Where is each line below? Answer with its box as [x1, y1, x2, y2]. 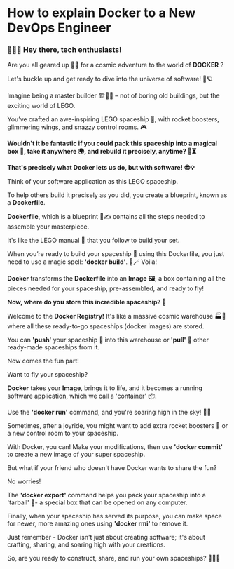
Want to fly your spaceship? [7, 370, 88, 379]
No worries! [7, 477, 41, 486]
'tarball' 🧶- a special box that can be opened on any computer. [7, 498, 188, 507]
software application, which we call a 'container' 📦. [7, 391, 158, 401]
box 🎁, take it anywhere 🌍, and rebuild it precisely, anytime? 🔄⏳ [7, 147, 197, 156]
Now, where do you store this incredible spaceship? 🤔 [7, 298, 167, 307]
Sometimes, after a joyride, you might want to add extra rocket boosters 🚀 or [7, 422, 228, 430]
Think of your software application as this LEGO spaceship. [7, 178, 179, 186]
